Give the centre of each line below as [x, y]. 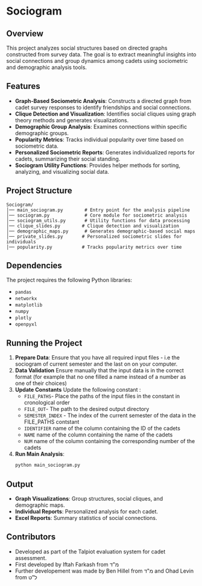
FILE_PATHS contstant [52, 422]
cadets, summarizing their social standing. [68, 159]
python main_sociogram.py [47, 465]
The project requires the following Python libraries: [69, 280]
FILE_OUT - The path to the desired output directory [87, 409]
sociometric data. [37, 146]
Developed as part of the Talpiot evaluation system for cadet [90, 551]
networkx [26, 299]
